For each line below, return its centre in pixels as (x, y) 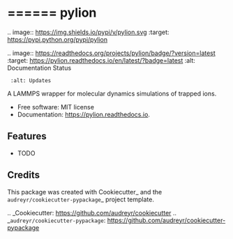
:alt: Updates (31, 80)
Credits (24, 175)
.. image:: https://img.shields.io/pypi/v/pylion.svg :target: (88, 32)
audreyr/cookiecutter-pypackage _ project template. (81, 199)
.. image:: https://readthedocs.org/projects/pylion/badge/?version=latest (112, 53)
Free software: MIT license (55, 107)
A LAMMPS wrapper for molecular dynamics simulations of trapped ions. (112, 93)
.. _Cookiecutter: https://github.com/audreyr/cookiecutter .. (92, 213)
